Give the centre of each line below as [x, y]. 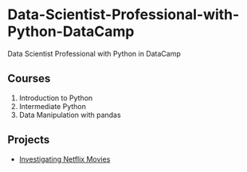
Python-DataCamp [71, 31]
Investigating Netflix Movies [65, 159]
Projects [29, 140]
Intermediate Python [53, 106]
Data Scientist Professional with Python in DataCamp [94, 53]
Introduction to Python [56, 98]
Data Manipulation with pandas [70, 115]
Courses [29, 78]
